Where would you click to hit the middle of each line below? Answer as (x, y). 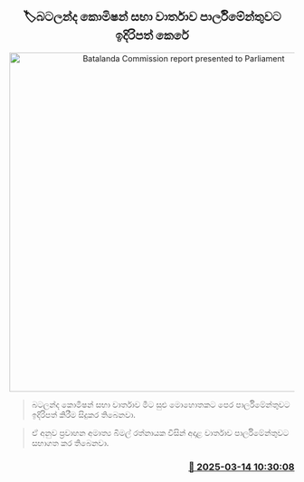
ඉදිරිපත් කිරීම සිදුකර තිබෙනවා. (83, 414)
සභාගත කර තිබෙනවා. (70, 442)
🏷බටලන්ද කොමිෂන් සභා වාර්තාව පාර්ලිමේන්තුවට (152, 17)
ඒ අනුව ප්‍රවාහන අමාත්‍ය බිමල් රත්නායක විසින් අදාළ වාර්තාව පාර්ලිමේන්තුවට (160, 432)
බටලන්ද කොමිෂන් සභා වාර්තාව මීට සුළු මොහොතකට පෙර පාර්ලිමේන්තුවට (161, 404)
